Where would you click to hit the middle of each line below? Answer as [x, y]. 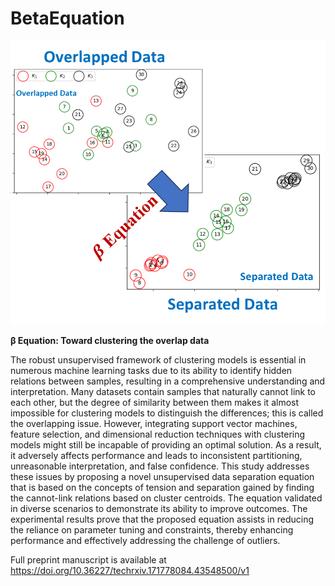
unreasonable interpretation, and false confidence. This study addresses [160, 466]
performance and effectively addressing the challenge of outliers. [145, 541]
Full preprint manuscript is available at [88, 560]
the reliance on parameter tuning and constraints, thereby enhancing [152, 530]
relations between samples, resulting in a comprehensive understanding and [168, 381]
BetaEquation [67, 18]
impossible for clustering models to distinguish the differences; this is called [167, 413]
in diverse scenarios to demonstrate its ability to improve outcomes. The [159, 509]
